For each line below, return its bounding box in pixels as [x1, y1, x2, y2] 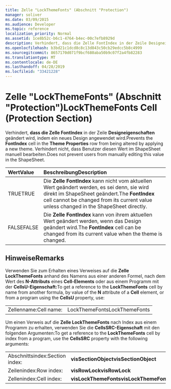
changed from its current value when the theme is [43, 230, 163, 237]
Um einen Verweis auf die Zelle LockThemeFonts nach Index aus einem [5, 319, 157, 325]
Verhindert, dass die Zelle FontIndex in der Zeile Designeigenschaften [5, 129, 155, 136]
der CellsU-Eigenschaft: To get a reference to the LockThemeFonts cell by [5, 283, 163, 290]
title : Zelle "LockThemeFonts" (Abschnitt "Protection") [5, 7, 129, 13]
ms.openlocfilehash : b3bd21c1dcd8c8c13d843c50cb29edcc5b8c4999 [5, 45, 142, 50]
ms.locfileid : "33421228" [5, 69, 60, 74]
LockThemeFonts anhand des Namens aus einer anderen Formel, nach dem [5, 273, 165, 279]
